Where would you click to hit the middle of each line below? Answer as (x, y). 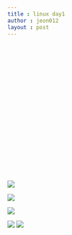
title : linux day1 (36, 14)
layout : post (29, 27)
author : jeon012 (33, 21)
